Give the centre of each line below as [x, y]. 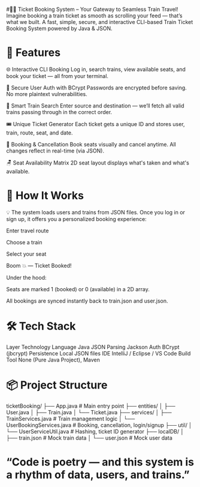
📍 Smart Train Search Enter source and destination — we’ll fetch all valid [95, 106]
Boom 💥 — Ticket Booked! [39, 265]
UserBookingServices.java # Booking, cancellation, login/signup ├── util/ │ [99, 425]
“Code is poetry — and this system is [100, 462]
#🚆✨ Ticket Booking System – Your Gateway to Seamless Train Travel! [92, 9]
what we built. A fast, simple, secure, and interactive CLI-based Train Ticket [100, 22]
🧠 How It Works [45, 196]
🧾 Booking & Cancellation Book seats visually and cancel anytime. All [91, 144]
